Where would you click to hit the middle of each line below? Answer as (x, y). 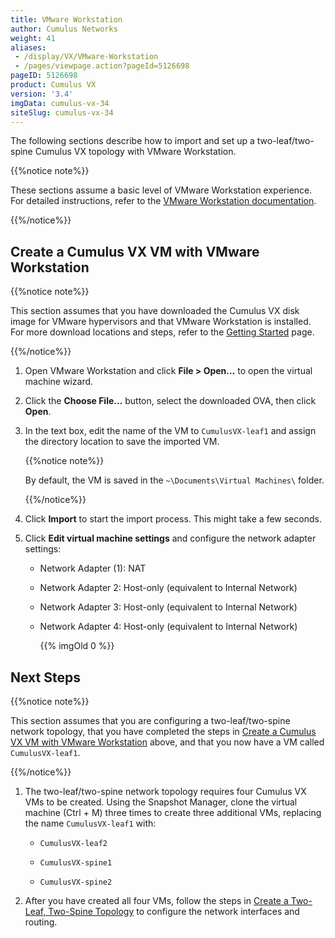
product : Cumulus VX (53, 85)
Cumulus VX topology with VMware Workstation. (135, 152)
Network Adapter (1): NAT (93, 568)
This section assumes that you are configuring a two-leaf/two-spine (150, 720)
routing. (41, 922)
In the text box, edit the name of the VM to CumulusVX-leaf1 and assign (170, 431)
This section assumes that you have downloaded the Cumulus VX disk (155, 311)
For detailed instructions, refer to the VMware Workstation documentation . (163, 201)
